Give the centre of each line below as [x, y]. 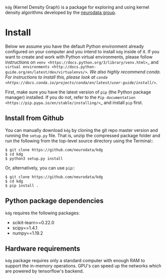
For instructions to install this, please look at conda [56, 77]
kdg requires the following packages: [43, 213]
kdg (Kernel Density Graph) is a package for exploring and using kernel [77, 7]
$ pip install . [22, 186]
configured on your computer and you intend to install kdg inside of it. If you [82, 51]
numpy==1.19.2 [28, 233]
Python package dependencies [55, 201]
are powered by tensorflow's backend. [45, 271]
